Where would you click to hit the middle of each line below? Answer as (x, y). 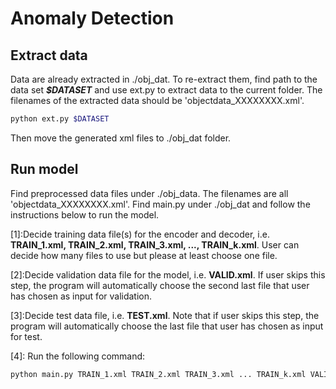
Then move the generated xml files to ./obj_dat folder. (121, 138)
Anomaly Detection (92, 18)
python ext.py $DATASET (60, 119)
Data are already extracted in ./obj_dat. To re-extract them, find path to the (164, 79)
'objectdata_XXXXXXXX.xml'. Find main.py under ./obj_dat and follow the (160, 204)
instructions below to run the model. (85, 214)
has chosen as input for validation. (81, 296)
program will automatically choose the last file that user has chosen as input (167, 326)
